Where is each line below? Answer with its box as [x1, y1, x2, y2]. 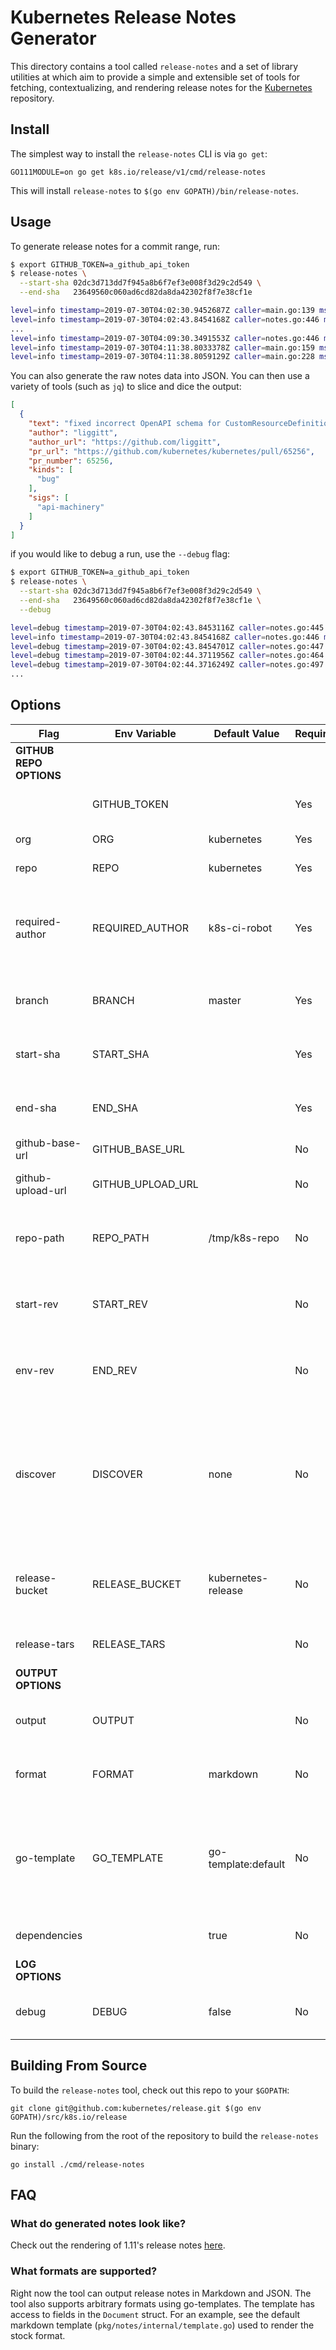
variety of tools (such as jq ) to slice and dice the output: [10, 381, 242, 393]
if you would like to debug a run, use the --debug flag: [10, 548, 231, 560]
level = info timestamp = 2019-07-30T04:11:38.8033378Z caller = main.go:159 [10, 342, 315, 353]
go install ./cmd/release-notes [10, 2159, 145, 2170]
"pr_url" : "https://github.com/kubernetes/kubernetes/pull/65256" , [28, 446, 315, 456]
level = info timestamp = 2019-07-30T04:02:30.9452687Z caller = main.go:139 [10, 306, 315, 316]
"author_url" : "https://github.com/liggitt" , [28, 437, 222, 447]
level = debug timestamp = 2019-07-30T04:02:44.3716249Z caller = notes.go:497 [10, 660, 325, 670]
